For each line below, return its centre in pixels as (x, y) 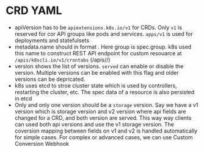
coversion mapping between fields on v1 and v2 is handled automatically (106, 131)
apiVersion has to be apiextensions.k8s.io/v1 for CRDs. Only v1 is (98, 27)
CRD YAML (34, 11)
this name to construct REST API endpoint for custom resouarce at (98, 53)
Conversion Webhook (42, 143)
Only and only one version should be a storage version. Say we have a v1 (106, 105)
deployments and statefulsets (52, 40)
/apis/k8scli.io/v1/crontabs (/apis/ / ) (62, 60)
